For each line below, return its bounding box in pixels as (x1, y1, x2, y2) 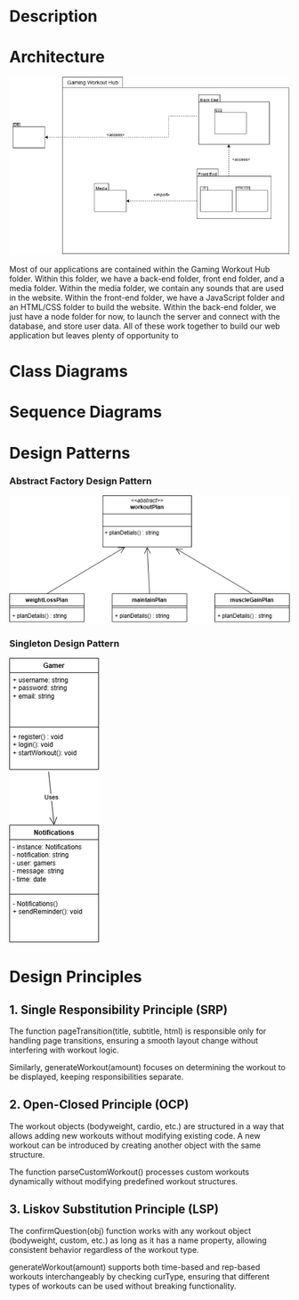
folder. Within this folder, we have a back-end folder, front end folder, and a (9, 273, 285, 284)
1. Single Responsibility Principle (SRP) (9, 1002, 229, 1017)
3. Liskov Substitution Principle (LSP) (9, 1202, 220, 1217)
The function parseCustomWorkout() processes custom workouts (9, 1166, 250, 1177)
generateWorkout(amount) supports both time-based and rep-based (9, 1262, 261, 1272)
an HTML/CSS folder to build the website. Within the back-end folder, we (9, 302, 277, 313)
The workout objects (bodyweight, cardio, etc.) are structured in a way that (9, 1120, 285, 1132)
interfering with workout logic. (9, 1044, 120, 1055)
